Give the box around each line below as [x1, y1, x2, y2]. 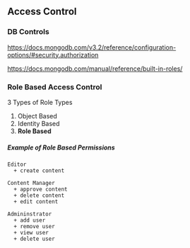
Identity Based [17, 119, 60, 128]
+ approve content [13, 186, 69, 193]
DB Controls [7, 27, 49, 37]
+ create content [13, 167, 65, 174]
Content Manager [7, 179, 55, 186]
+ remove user [13, 222, 55, 230]
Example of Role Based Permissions [7, 143, 115, 152]
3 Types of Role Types [7, 98, 73, 106]
